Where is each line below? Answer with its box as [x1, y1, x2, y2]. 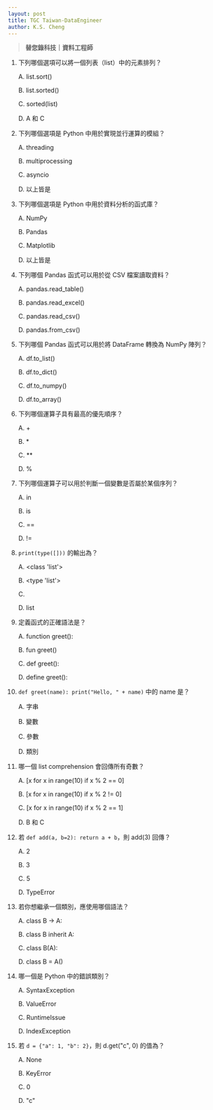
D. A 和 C [18, 114, 45, 123]
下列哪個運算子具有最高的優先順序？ [18, 409, 123, 419]
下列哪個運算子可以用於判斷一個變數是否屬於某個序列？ [18, 479, 178, 487]
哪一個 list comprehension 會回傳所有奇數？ [18, 763, 144, 771]
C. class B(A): [18, 944, 58, 952]
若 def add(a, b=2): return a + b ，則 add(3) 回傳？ [18, 833, 171, 841]
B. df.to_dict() [18, 368, 57, 376]
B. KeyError [18, 1069, 52, 1078]
